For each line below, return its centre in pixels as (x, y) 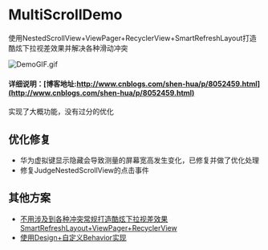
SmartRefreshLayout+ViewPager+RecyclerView (99, 227)
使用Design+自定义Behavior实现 (73, 237)
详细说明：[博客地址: (43, 84)
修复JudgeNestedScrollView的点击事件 (85, 170)
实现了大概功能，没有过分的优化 (61, 112)
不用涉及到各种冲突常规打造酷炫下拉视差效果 (94, 219)
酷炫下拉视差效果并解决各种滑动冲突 (68, 48)
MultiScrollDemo (65, 15)
